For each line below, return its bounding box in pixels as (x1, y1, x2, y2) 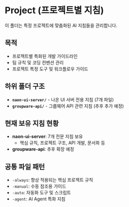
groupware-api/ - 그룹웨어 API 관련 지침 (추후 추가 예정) (12, 102, 124, 109)
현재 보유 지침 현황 (5, 119, 59, 127)
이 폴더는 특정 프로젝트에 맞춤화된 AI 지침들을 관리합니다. (5, 22, 118, 28)
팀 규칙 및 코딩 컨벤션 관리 (12, 59, 64, 65)
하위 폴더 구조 (5, 82, 45, 91)
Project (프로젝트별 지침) (5, 5, 104, 16)
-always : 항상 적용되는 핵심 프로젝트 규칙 (12, 177, 93, 183)
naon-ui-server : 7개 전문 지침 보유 (12, 133, 83, 140)
